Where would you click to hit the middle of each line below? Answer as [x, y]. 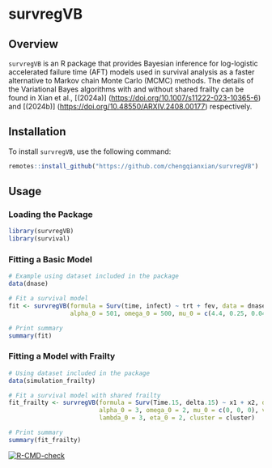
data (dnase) [28, 284]
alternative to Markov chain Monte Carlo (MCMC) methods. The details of [131, 81]
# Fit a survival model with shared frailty [85, 395]
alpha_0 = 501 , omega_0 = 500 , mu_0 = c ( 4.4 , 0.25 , [159, 313]
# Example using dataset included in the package [94, 276]
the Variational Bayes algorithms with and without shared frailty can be [126, 89]
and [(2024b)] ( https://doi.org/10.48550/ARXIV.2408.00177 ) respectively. [130, 106]
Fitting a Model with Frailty [62, 356]
